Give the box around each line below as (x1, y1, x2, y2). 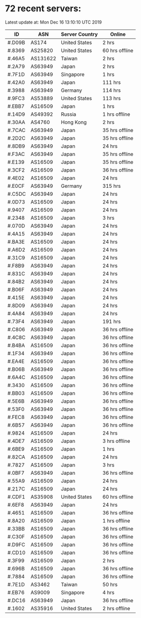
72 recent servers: (5, 3, 81, 14)
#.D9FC (7, 541, 25, 548)
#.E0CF (7, 182, 25, 189)
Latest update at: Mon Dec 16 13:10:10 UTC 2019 (5, 19, 102, 25)
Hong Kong (60, 119, 87, 126)
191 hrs (102, 318, 121, 325)
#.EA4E (7, 358, 25, 364)
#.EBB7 (7, 103, 25, 109)
